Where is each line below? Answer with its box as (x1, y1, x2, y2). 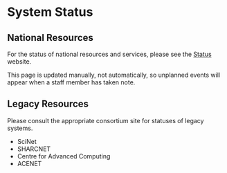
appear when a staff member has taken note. (7, 78, 136, 86)
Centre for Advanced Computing (17, 152, 111, 160)
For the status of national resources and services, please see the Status (7, 50, 212, 58)
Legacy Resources (7, 98, 89, 110)
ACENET (17, 159, 42, 167)
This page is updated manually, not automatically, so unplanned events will (7, 71, 220, 79)
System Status (7, 4, 93, 20)
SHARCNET (17, 145, 51, 153)
